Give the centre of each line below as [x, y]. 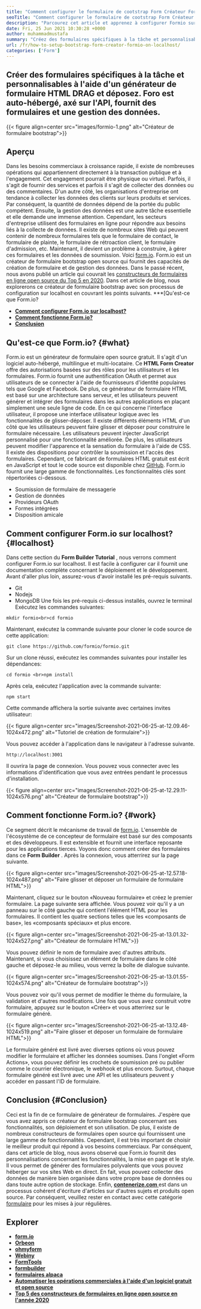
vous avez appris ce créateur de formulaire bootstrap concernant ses [92, 1121]
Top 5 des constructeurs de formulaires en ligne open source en [96, 1294]
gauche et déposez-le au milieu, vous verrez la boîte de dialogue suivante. [98, 965]
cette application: [28, 635]
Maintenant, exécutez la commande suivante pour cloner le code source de [99, 629]
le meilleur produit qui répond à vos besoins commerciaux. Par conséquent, [99, 1146]
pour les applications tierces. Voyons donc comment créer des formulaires [98, 849]
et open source [34, 1287]
